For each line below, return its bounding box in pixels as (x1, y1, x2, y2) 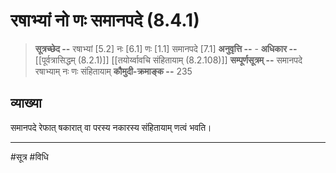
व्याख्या (10, 95, 42, 112)
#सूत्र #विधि (10, 150, 49, 163)
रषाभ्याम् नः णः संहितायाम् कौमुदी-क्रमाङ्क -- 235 (34, 65, 193, 77)
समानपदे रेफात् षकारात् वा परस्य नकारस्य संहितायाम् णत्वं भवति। (10, 121, 212, 133)
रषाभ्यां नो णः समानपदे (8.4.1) (10, 9, 200, 32)
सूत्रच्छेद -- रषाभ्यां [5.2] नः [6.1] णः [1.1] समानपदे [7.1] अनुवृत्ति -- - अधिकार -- (34, 42, 298, 54)
